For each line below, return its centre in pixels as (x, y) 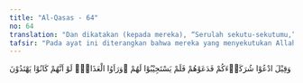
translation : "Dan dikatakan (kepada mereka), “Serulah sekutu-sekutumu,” (153, 34)
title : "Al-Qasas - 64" (54, 18)
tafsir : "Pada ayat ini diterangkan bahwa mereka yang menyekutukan (141, 43)
